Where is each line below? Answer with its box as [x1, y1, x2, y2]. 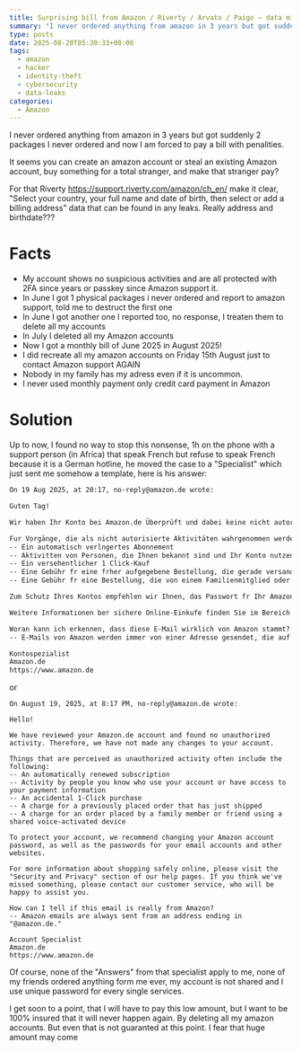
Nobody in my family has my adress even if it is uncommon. [21, 369, 244, 380]
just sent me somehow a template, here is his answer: [9, 468, 208, 479]
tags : [9, 47, 30, 56]
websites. [9, 849, 47, 858]
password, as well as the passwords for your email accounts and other [9, 841, 282, 850]
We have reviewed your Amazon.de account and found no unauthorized [9, 731, 271, 740]
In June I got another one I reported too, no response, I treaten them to [21, 312, 284, 322]
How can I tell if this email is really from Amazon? [9, 904, 215, 913]
